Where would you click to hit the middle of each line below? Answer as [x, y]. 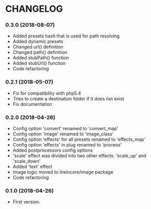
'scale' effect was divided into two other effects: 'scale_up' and [80, 156]
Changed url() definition [38, 47]
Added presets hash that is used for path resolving [66, 36]
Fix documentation [33, 104]
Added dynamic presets [38, 41]
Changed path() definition [40, 52]
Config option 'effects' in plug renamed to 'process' [67, 145]
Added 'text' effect [33, 166]
